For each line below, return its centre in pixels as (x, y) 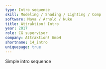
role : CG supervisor (27, 33)
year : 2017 (16, 28)
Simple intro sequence (28, 61)
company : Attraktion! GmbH (33, 38)
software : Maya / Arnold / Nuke (39, 19)
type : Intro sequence (28, 10)
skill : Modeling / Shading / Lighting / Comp (53, 14)
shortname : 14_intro (27, 42)
